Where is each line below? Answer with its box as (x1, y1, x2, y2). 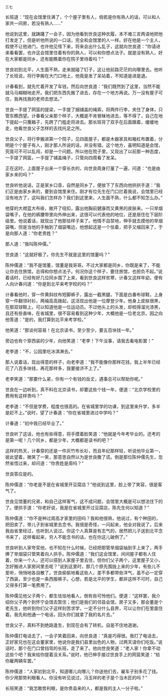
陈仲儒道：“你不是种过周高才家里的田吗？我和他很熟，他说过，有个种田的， (5, 515, 161, 521)
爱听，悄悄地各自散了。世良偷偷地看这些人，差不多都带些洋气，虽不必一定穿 (5, 569, 163, 575)
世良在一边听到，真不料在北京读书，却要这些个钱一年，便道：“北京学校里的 (5, 386, 161, 392)
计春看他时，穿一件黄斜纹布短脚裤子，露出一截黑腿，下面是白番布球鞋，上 (5, 291, 158, 297)
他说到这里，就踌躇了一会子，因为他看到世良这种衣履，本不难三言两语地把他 (5, 31, 163, 36)
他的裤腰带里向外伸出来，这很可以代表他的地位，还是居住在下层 (26, 211, 158, 217)
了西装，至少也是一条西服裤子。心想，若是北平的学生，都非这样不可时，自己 (5, 576, 163, 581)
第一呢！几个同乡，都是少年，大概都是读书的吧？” (9, 437, 112, 443)
